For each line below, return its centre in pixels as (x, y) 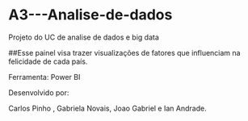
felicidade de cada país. (48, 61)
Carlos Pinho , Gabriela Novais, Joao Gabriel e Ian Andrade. (108, 108)
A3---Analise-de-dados (90, 15)
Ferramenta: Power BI (44, 77)
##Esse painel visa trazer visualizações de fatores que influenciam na (124, 52)
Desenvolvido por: (39, 92)
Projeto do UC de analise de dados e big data (84, 37)
